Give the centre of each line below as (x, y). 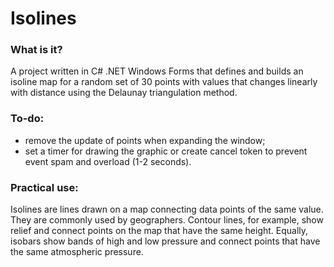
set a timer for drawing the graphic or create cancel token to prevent (166, 151)
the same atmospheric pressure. (77, 252)
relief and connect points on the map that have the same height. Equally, (159, 231)
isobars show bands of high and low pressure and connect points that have (165, 241)
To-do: (27, 119)
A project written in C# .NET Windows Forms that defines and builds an (157, 71)
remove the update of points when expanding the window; (145, 140)
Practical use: (44, 187)
